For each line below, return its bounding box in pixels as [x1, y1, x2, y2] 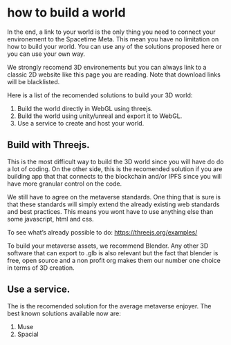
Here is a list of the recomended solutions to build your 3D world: [7, 91, 193, 99]
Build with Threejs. [7, 139, 90, 151]
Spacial [17, 330, 39, 338]
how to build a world [7, 5, 126, 21]
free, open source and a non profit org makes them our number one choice [7, 256, 221, 264]
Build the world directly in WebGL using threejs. [17, 104, 154, 112]
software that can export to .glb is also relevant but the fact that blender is [7, 248, 219, 257]
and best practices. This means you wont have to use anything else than [7, 207, 214, 215]
